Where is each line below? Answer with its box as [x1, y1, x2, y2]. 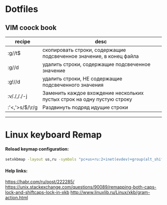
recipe [14, 38, 31, 45]
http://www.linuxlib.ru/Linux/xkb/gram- [70, 190, 150, 196]
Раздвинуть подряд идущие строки [42, 104, 128, 111]
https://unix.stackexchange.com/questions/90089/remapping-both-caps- [5, 184, 157, 190]
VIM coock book [5, 23, 57, 32]
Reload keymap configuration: [5, 146, 69, 152]
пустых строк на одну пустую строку [42, 96, 133, 103]
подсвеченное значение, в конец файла [42, 53, 139, 59]
